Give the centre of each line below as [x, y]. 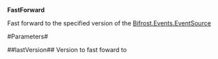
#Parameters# [28, 36]
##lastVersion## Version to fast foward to [67, 50]
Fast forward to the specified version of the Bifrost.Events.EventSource [109, 23]
